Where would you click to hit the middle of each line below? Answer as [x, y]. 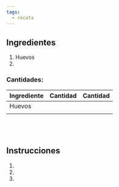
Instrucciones [33, 151]
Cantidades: [25, 80]
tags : [13, 12]
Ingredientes [31, 43]
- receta [23, 18]
